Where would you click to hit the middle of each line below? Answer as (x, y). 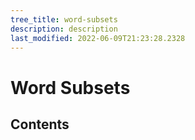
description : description (64, 29)
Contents (40, 124)
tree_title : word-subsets (64, 19)
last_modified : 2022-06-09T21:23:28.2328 (98, 38)
